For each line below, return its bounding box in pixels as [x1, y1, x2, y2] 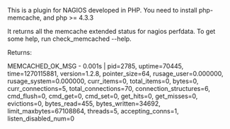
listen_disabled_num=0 [7, 114, 75, 123]
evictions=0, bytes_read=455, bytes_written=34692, [7, 99, 161, 108]
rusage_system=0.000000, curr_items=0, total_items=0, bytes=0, [7, 77, 199, 85]
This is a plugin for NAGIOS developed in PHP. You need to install [7, 6, 197, 14]
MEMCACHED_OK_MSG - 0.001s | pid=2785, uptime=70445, [7, 62, 184, 70]
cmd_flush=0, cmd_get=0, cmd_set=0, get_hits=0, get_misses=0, [7, 92, 198, 100]
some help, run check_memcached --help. [7, 35, 132, 43]
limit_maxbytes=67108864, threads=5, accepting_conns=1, [7, 107, 179, 115]
